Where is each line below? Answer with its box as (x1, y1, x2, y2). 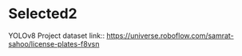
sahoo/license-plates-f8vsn (8, 39, 100, 48)
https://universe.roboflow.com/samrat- (106, 31, 234, 40)
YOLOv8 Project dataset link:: (8, 31, 105, 40)
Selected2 (8, 5, 77, 23)
